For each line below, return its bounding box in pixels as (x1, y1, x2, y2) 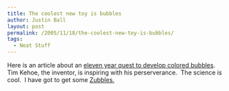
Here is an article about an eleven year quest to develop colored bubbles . (7, 61, 216, 69)
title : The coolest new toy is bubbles (7, 10, 122, 17)
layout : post (7, 23, 45, 30)
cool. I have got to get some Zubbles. (7, 76, 115, 83)
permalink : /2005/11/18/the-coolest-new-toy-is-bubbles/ (7, 29, 175, 37)
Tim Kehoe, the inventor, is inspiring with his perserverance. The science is (7, 68, 222, 77)
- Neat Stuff (13, 42, 51, 49)
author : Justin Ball (7, 17, 67, 23)
